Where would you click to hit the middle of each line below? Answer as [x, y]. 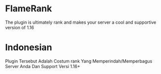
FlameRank [28, 9]
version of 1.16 [20, 27]
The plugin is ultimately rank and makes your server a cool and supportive [81, 22]
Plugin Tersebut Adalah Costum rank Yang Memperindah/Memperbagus [79, 61]
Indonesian [29, 48]
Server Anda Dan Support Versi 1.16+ [43, 66]
